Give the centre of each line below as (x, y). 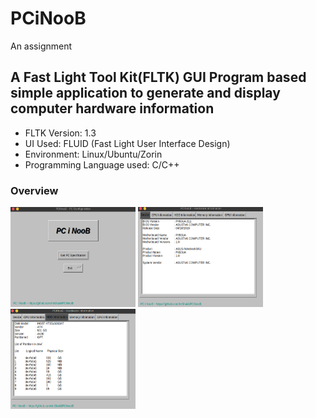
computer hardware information (112, 108)
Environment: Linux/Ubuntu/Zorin (93, 154)
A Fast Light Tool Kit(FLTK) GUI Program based (158, 77)
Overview (34, 190)
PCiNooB (48, 18)
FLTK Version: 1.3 (60, 133)
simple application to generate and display (145, 93)
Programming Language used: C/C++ (102, 164)
